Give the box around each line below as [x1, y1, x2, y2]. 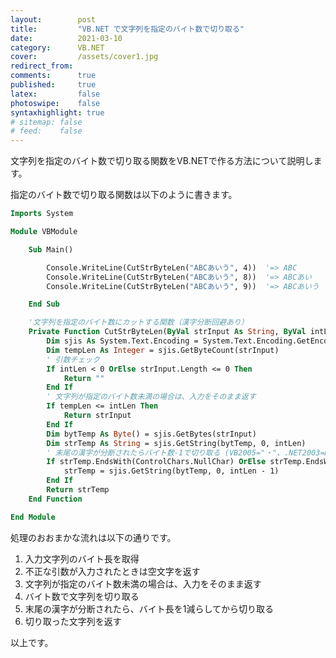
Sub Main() [28, 244, 74, 255]
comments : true [10, 71, 97, 81]
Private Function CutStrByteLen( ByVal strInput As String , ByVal [28, 327, 307, 337]
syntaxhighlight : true [10, 107, 105, 118]
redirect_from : [10, 61, 74, 71]
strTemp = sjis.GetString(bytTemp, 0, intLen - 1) [63, 466, 280, 476]
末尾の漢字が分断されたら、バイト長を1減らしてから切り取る [24, 602, 275, 615]
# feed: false [10, 126, 83, 136]
